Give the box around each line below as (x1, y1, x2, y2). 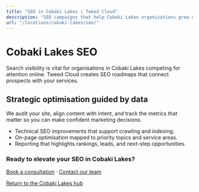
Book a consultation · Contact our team (6, 168, 102, 175)
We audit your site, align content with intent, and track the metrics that (6, 110, 178, 117)
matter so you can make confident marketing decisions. (6, 116, 142, 123)
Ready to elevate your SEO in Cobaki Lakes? (6, 155, 135, 163)
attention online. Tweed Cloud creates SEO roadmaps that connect (6, 71, 169, 78)
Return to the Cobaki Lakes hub (6, 180, 84, 187)
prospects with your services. (6, 77, 79, 84)
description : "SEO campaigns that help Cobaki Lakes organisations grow (6, 14, 190, 20)
